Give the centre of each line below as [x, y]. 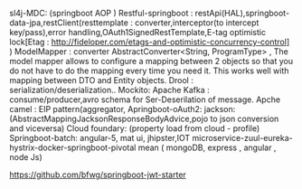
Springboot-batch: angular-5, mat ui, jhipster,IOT [100, 138]
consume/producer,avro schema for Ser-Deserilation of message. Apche [145, 99]
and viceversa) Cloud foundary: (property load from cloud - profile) [135, 128]
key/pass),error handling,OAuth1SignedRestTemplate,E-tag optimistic [138, 32]
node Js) [26, 157]
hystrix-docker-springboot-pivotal [73, 147]
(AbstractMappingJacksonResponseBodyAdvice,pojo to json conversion [144, 118]
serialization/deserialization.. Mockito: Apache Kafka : [109, 90]
